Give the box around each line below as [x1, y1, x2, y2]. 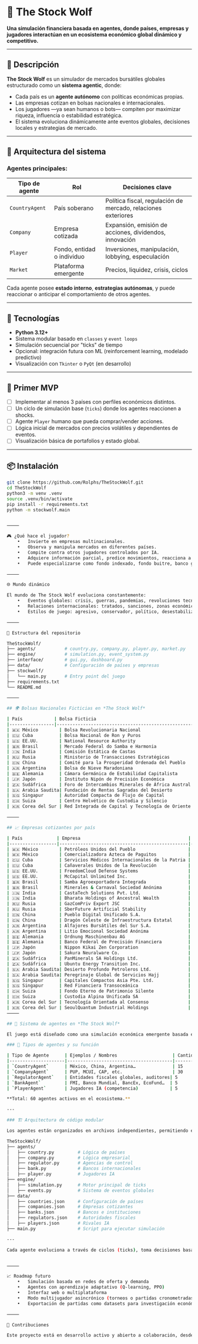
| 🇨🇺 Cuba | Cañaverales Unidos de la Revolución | [6, 863, 191, 869]
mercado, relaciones [105, 204, 162, 212]
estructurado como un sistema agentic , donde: [6, 82, 122, 89]
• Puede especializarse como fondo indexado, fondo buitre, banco [17, 561, 189, 567]
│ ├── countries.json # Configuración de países [6, 1198, 144, 1204]
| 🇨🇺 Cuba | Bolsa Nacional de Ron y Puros [6, 732, 141, 738]
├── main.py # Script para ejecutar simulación [6, 1225, 165, 1232]
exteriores [105, 212, 134, 220]
